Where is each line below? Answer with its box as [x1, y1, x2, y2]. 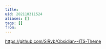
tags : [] [5, 20, 23, 26]
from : [5, 25, 16, 30]
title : [5, 7, 19, 12]
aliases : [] [5, 16, 29, 21]
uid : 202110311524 [5, 12, 42, 16]
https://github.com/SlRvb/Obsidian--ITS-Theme [5, 38, 102, 44]
